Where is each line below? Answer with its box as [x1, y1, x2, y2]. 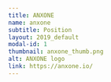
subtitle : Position [8, 26, 72, 34]
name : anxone [8, 19, 51, 27]
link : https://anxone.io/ [8, 62, 93, 70]
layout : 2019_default [8, 33, 80, 41]
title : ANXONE [8, 11, 55, 20]
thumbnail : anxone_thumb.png [8, 48, 104, 55]
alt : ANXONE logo [8, 55, 65, 63]
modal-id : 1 [8, 41, 47, 48]
